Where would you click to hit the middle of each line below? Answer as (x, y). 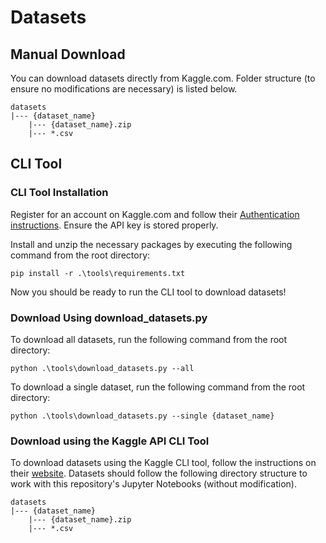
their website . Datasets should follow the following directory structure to (159, 473)
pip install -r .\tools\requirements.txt (98, 273)
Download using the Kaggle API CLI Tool (110, 441)
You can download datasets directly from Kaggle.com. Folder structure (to (163, 78)
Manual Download (68, 54)
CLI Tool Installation (59, 193)
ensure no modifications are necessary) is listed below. (124, 89)
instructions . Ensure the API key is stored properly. (114, 225)
